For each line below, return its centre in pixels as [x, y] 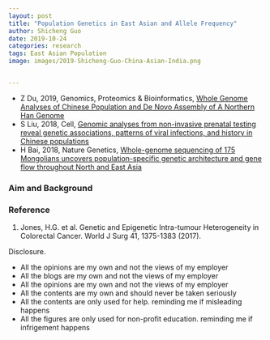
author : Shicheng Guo [45, 31]
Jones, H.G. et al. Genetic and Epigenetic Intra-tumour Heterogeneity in [139, 227]
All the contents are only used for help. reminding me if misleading [131, 302]
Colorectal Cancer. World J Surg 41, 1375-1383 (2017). [110, 236]
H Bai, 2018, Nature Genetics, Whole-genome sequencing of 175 [128, 150]
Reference [29, 210]
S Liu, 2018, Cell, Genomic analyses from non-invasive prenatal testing [138, 124]
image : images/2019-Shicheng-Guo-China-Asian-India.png [105, 62]
